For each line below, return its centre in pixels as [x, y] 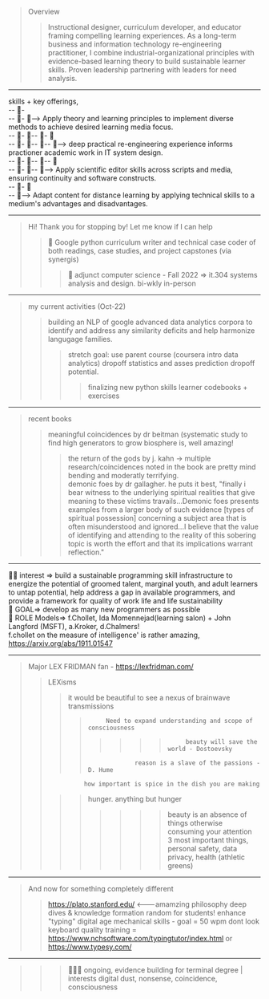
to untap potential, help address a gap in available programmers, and [122, 592]
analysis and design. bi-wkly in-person [132, 283]
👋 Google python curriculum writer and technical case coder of [152, 242]
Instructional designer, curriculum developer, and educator [145, 27]
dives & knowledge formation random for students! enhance [147, 913]
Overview [44, 12]
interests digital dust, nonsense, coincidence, [143, 979]
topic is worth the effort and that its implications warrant [161, 544]
